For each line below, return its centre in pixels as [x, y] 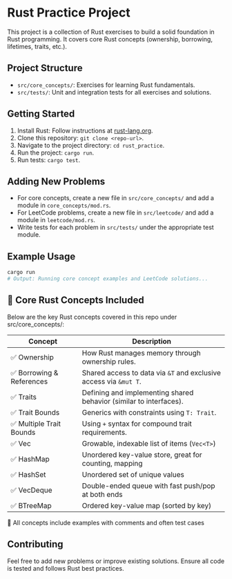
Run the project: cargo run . [56, 153]
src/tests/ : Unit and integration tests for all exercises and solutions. [114, 92]
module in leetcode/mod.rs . [56, 220]
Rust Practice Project [69, 13]
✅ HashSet [28, 474]
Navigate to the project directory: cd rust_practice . [90, 145]
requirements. [105, 432]
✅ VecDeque [31, 490]
